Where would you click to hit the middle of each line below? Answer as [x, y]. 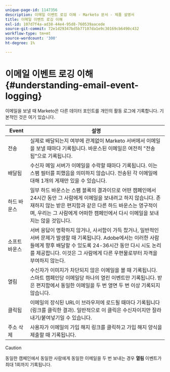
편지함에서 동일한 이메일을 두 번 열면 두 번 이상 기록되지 [98, 285]
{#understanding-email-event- [72, 85]
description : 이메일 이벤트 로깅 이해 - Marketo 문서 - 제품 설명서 [70, 15]
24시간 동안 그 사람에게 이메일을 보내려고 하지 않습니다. [93, 197]
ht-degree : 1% [20, 43]
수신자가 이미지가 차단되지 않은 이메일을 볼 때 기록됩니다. [94, 270]
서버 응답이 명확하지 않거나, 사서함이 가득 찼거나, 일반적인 [95, 230]
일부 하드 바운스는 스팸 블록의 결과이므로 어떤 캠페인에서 [93, 190]
